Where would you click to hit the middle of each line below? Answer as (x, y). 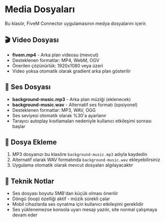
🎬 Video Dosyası (32, 40)
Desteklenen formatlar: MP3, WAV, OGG (54, 110)
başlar (19, 126)
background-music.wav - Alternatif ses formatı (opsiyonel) (75, 105)
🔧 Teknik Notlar (30, 181)
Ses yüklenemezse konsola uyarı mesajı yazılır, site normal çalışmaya (85, 210)
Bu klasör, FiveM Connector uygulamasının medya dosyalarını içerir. (76, 23)
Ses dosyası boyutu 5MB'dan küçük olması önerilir (65, 194)
